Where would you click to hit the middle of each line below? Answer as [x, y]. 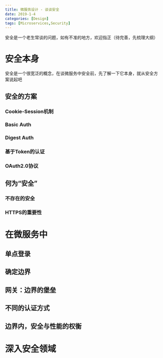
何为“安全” [21, 183]
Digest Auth [19, 138]
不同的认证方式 [27, 308]
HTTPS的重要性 [24, 213]
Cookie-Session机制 [29, 111]
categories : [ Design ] [27, 18]
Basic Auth [18, 125]
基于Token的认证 [25, 152]
